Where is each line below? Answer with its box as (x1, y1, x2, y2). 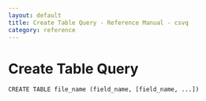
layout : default (8, 11, 62, 20)
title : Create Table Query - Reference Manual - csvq (8, 19, 189, 27)
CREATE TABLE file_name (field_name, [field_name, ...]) (8, 85, 200, 94)
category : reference (8, 26, 77, 34)
